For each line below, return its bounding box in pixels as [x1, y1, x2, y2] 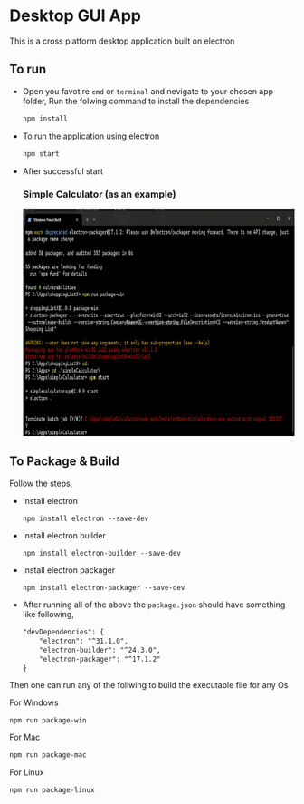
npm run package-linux [9, 786, 95, 795]
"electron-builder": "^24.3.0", [39, 645, 161, 654]
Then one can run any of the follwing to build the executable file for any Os [9, 679, 289, 690]
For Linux [9, 767, 44, 778]
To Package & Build [9, 454, 119, 470]
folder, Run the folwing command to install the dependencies [22, 95, 250, 106]
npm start [22, 149, 61, 159]
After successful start [22, 165, 104, 177]
